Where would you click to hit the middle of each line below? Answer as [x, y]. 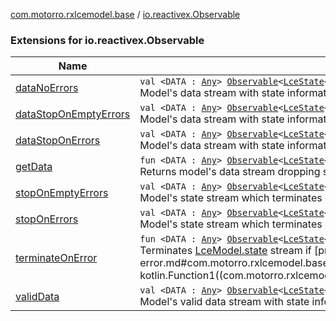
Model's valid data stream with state [224, 302]
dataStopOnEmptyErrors [73, 114]
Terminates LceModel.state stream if [225, 251]
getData [34, 167]
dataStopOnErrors [58, 141]
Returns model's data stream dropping [230, 172]
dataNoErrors [47, 88]
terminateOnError [56, 258]
